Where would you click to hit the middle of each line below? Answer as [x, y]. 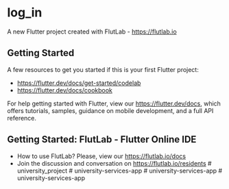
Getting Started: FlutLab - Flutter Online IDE [102, 139]
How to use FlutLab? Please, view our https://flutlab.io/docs [101, 156]
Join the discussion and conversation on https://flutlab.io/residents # [114, 163]
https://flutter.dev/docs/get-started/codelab [79, 83]
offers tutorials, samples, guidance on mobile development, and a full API [110, 110]
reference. [22, 118]
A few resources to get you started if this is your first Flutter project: [103, 69]
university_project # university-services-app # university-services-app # [120, 171]
